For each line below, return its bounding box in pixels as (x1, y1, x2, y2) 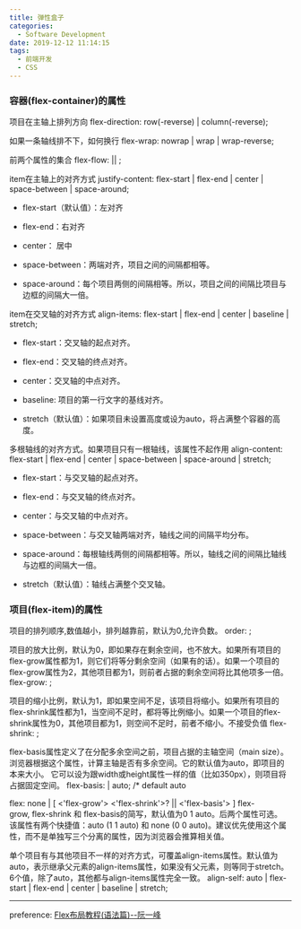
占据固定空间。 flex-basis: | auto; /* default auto (9, 780, 186, 791)
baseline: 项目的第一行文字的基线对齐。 (21, 395, 168, 405)
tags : (9, 47, 30, 56)
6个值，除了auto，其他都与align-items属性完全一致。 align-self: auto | (9, 873, 268, 883)
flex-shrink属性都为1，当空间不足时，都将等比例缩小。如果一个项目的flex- (9, 707, 281, 717)
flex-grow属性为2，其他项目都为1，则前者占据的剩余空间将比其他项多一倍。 (9, 667, 288, 678)
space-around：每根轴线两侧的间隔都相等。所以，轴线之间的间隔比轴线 (21, 549, 287, 560)
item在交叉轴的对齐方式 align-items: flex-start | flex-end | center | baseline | (9, 308, 289, 319)
